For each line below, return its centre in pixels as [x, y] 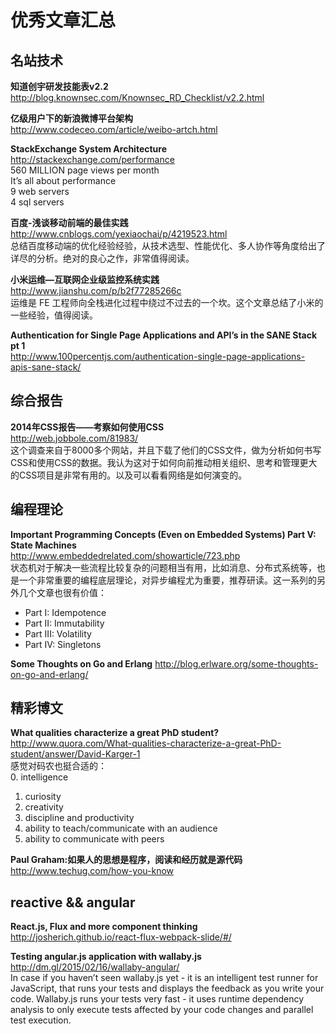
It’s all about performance [63, 180]
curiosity [43, 797]
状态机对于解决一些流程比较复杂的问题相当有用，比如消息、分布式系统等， [163, 567]
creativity [44, 807]
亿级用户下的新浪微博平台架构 [71, 118]
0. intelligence [39, 777]
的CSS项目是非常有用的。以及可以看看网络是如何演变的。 [129, 475]
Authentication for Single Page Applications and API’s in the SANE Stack [164, 335]
